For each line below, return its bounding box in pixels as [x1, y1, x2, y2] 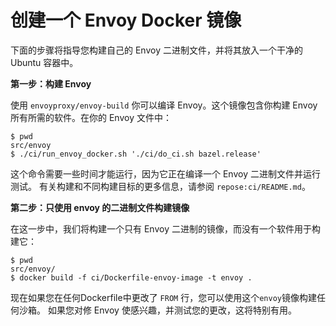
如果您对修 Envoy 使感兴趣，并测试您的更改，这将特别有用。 [47, 304, 297, 316]
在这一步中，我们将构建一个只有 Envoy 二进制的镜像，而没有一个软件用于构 [10, 222, 321, 235]
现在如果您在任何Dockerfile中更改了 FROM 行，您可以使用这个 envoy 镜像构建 [10, 291, 317, 303]
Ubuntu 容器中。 [10, 56, 79, 68]
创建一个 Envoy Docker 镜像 [10, 9, 242, 32]
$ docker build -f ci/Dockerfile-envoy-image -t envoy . [10, 272, 253, 283]
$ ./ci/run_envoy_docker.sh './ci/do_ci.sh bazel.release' [10, 149, 262, 159]
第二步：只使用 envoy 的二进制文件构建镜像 [10, 201, 190, 213]
